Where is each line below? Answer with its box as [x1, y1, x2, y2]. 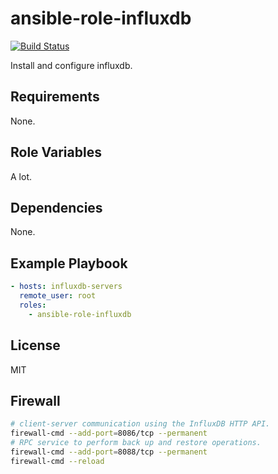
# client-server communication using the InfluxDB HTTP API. [10, 419, 271, 429]
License [10, 337, 61, 354]
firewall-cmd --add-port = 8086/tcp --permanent [10, 428, 208, 439]
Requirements [10, 88, 100, 106]
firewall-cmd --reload [10, 456, 105, 466]
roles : [19, 300, 47, 310]
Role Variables [10, 144, 102, 161]
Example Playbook [10, 255, 128, 272]
